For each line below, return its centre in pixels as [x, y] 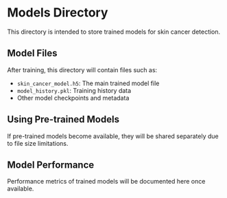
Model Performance [51, 165]
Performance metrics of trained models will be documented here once [106, 181]
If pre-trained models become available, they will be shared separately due [113, 136]
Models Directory [58, 13]
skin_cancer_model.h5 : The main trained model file [88, 83]
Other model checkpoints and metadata [73, 98]
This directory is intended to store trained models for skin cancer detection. [114, 32]
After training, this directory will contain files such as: [82, 69]
